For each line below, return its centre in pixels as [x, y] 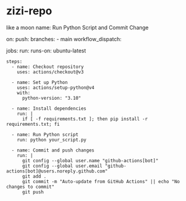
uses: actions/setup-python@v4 [56, 88]
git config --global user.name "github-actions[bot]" [90, 160]
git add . [34, 176]
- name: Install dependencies [49, 109]
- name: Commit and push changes [53, 150]
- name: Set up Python [40, 82]
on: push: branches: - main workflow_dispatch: [64, 39]
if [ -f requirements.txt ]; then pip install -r [85, 119]
